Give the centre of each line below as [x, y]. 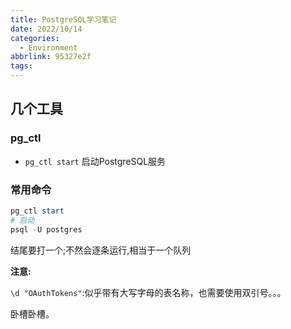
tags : [21, 66]
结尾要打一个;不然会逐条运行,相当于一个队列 [101, 250]
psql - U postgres [46, 229]
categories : [35, 38]
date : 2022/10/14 [46, 29]
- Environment [48, 47]
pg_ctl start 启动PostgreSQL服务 [95, 161]
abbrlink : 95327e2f [51, 57]
